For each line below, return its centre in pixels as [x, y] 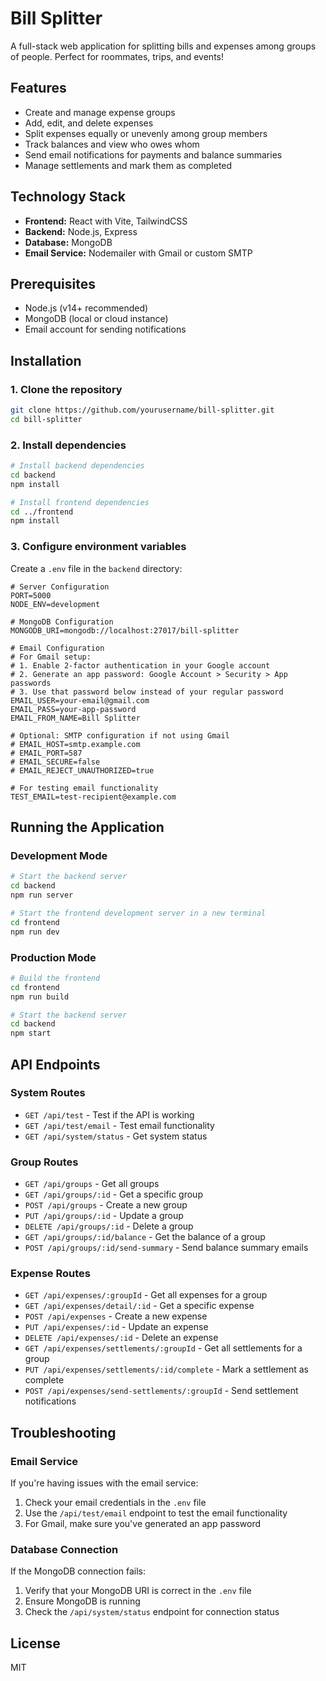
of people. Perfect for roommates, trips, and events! [117, 56]
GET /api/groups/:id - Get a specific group [113, 1194]
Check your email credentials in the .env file [115, 1503]
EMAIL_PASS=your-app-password [73, 709]
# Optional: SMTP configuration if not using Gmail [120, 735]
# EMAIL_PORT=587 [46, 753]
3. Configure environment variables [98, 547]
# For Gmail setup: [51, 657]
